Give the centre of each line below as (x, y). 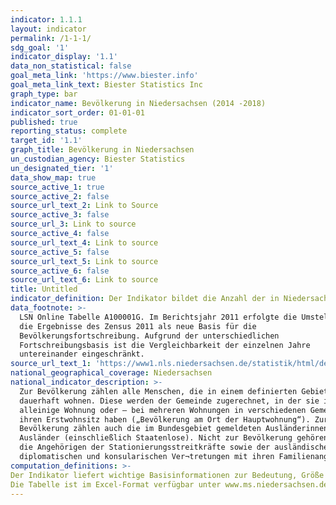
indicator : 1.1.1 (46, 19)
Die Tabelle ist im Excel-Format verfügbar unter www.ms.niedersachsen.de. (171, 484)
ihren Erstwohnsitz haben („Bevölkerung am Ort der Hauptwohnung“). (165, 419)
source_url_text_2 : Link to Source (84, 206)
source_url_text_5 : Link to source (84, 261)
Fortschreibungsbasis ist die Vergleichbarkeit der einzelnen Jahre (165, 345)
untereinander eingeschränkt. (82, 354)
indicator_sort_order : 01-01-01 (77, 112)
